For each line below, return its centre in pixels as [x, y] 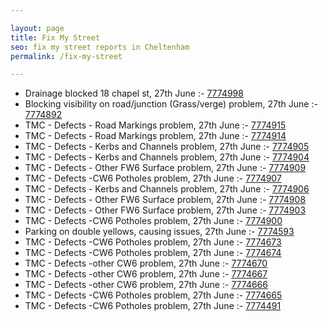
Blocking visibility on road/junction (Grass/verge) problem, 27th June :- [171, 104]
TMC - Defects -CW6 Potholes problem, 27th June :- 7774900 [153, 221]
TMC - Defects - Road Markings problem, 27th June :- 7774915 [155, 125]
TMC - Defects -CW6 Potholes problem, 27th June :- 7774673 [153, 242]
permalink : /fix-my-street [66, 56]
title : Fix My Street [55, 37]
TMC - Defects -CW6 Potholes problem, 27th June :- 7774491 [153, 306]
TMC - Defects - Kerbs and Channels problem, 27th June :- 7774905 [167, 147]
